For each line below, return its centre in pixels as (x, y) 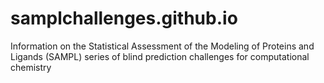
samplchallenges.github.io (124, 18)
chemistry (31, 67)
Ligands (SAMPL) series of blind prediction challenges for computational (160, 56)
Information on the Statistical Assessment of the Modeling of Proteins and (162, 46)
